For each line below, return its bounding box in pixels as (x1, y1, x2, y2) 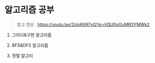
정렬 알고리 (11, 52, 33, 59)
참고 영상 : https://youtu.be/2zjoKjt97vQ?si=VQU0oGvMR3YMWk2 (16, 21, 150, 27)
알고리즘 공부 (4, 4, 54, 16)
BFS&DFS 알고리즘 (11, 42, 49, 48)
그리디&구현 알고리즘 (11, 32, 52, 38)
